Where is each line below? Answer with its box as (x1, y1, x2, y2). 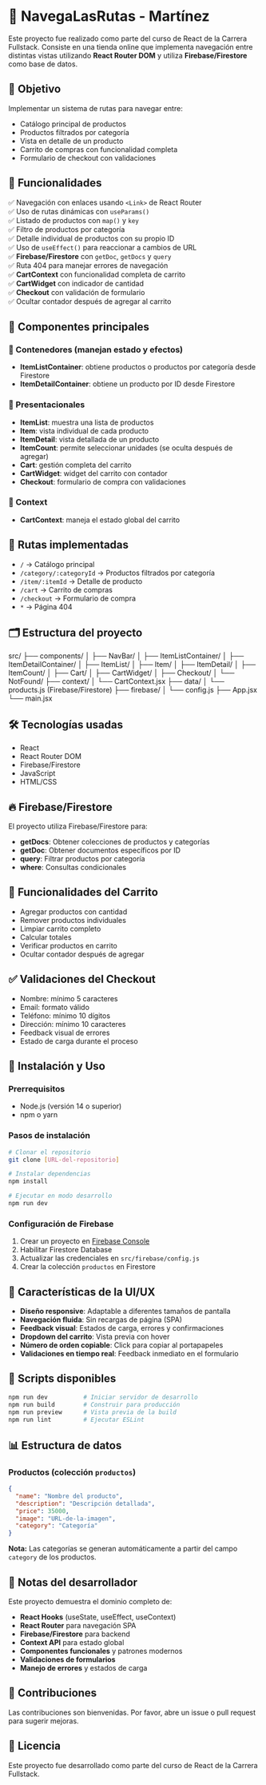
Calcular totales (19, 932, 72, 942)
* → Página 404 (19, 601, 73, 611)
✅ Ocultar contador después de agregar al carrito (8, 296, 172, 306)
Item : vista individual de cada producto (19, 425, 149, 435)
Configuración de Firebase (8, 1218, 114, 1229)
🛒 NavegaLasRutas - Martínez (8, 7, 210, 26)
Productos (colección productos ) (8, 1467, 137, 1478)
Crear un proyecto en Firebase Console (19, 1236, 150, 1246)
